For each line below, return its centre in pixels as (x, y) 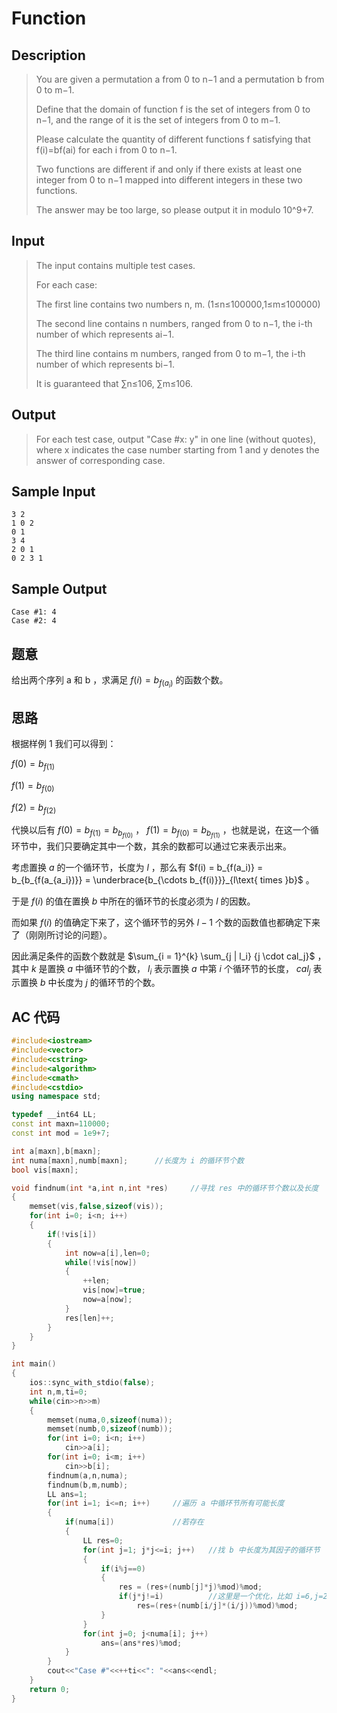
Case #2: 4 (34, 621)
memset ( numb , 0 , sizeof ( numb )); (110, 1429)
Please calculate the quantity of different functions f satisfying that (173, 139)
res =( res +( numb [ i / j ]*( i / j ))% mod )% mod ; (217, 1606)
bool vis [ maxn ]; (45, 1170)
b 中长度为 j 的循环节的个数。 (100, 983)
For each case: (66, 284)
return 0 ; (50, 1689)
